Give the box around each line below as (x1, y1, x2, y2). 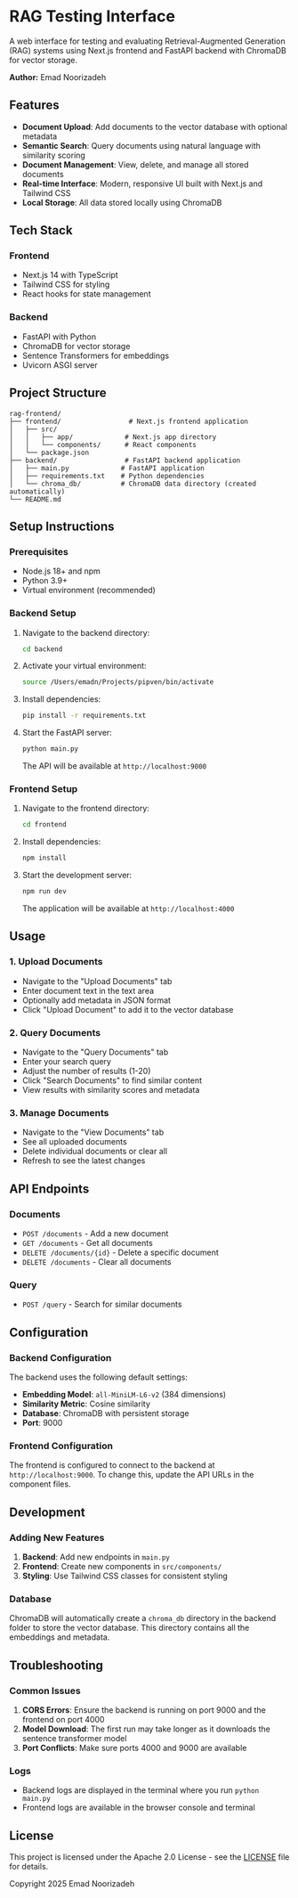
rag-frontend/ (9, 409, 62, 418)
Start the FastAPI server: (21, 728, 113, 738)
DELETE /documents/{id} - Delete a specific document (21, 1247, 220, 1258)
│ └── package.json (9, 448, 90, 457)
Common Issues (9, 1684, 82, 1697)
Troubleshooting (9, 1658, 104, 1673)
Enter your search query (21, 1055, 111, 1066)
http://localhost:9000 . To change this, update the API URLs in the (9, 1470, 254, 1480)
